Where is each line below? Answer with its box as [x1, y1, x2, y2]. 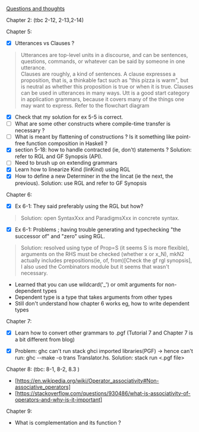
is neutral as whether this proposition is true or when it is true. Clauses [20, 83, 194, 90]
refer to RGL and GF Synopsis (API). [14, 153, 103, 160]
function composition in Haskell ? [26, 140, 108, 147]
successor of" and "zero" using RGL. [14, 232, 105, 239]
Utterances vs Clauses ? [14, 40, 75, 46]
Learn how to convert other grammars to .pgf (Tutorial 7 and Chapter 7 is [14, 329, 193, 336]
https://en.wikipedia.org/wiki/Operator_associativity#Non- [17, 377, 159, 384]
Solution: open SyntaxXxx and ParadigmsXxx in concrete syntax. [20, 214, 180, 222]
